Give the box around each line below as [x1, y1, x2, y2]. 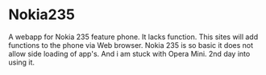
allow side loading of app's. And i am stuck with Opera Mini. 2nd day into [8, 49, 251, 58]
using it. [8, 57, 35, 67]
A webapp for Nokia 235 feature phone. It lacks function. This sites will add [8, 32, 259, 41]
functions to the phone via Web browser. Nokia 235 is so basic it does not [8, 40, 254, 49]
